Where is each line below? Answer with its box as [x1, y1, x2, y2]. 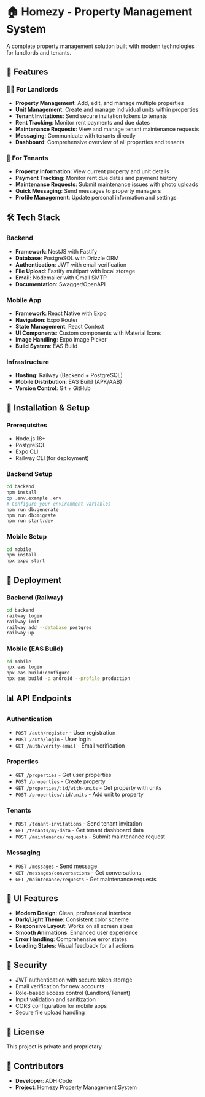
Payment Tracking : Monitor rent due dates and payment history [15, 174, 177, 181]
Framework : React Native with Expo [15, 310, 107, 317]
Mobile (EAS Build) [6, 644, 63, 653]
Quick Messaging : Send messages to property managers [15, 187, 161, 194]
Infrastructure [6, 357, 50, 366]
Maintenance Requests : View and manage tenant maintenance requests [15, 125, 199, 133]
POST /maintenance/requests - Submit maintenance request [15, 833, 166, 840]
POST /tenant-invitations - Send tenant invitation [15, 820, 142, 827]
